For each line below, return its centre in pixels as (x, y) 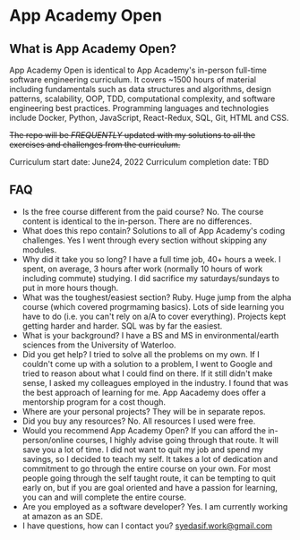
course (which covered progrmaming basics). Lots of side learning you (153, 306)
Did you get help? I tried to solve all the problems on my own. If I (141, 354)
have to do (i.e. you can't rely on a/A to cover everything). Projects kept (154, 316)
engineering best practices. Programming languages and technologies (139, 108)
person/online (48, 440)
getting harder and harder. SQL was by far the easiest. (122, 326)
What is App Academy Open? (93, 49)
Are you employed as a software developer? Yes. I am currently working (155, 506)
